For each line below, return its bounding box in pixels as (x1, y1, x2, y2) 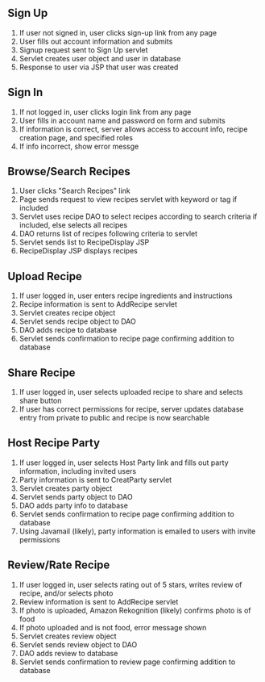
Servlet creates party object (19, 483, 113, 493)
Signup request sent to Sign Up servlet (19, 44, 148, 55)
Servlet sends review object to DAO (19, 639, 138, 649)
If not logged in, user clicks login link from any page (19, 107, 192, 116)
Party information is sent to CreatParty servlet (19, 475, 172, 484)
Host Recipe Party (7, 436, 101, 450)
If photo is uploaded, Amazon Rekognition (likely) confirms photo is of (19, 605, 251, 615)
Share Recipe (7, 366, 76, 379)
